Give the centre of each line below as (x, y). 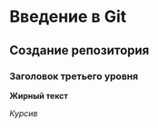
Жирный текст (39, 95)
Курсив (24, 113)
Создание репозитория (79, 50)
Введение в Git (68, 17)
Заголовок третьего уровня (74, 76)
